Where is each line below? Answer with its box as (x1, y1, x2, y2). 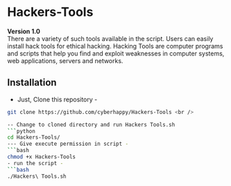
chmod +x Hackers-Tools (7, 153, 76, 160)
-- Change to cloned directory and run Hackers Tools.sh (7, 121, 176, 128)
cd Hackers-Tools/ (7, 134, 60, 141)
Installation (7, 77, 57, 89)
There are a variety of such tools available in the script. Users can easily (7, 34, 214, 42)
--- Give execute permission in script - (7, 140, 129, 148)
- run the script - (7, 160, 64, 167)
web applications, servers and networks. (7, 56, 123, 65)
